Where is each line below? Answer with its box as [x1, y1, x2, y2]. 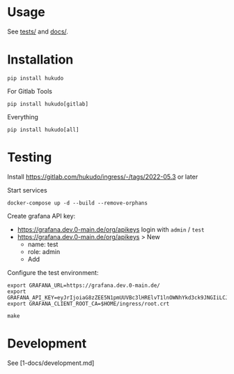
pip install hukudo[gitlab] [7, 100, 89, 107]
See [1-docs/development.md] [7, 359, 95, 367]
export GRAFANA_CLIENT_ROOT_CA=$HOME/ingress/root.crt [7, 300, 170, 307]
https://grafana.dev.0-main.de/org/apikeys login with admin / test [17, 225, 205, 234]
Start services [7, 186, 47, 194]
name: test [27, 240, 58, 248]
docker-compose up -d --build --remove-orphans [7, 200, 148, 207]
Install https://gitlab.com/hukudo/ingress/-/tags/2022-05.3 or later [7, 172, 198, 181]
